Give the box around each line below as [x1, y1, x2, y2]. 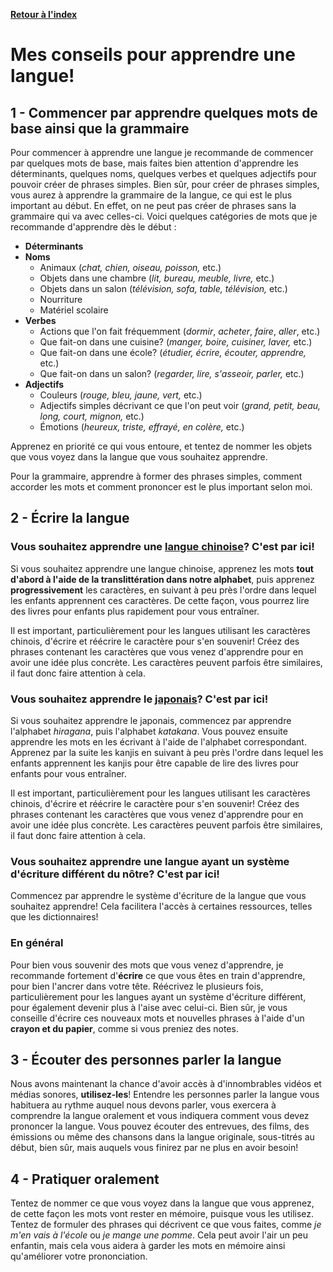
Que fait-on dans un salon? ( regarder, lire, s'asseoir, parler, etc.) [39, 368, 305, 379]
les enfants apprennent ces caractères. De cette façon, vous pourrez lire [10, 594, 310, 606]
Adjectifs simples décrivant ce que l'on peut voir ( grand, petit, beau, [39, 400, 322, 411]
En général [10, 936, 64, 950]
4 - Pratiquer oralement [10, 1170, 160, 1188]
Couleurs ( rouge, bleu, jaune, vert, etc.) [39, 389, 203, 401]
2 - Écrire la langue [10, 510, 130, 527]
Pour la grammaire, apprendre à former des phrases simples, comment [10, 470, 303, 482]
